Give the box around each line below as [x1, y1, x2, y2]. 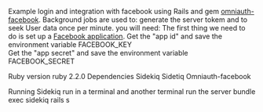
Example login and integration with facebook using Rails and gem [8, 7, 220, 16]
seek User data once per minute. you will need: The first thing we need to [8, 23, 246, 32]
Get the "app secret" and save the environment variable [8, 49, 188, 57]
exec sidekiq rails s [8, 96, 71, 104]
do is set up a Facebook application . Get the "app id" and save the [8, 31, 222, 41]
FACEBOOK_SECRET [8, 56, 75, 66]
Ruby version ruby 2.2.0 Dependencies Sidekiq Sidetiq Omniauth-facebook [8, 72, 251, 81]
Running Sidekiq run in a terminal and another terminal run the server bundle [8, 87, 256, 96]
